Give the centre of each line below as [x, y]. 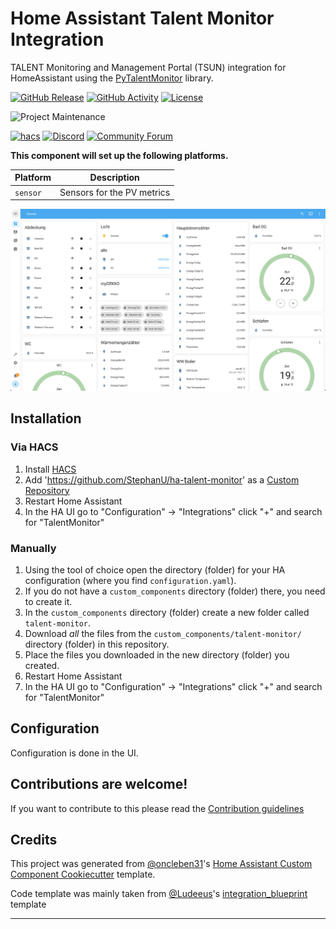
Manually [33, 548]
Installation [46, 418]
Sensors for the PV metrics [115, 192]
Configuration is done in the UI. [74, 753]
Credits [34, 840]
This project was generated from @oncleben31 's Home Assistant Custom [161, 864]
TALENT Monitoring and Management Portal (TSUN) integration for [148, 67]
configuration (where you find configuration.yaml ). [130, 581]
